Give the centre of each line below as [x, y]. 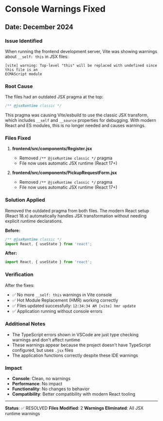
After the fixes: [20, 285]
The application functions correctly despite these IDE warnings [75, 355]
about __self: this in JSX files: [37, 57]
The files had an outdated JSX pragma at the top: [54, 97]
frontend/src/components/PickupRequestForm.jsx [65, 173]
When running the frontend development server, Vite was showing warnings [81, 51]
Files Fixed [18, 138]
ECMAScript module [24, 74]
